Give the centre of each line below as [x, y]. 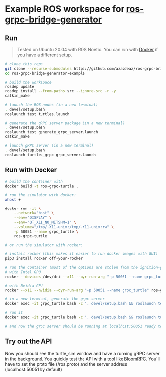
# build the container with [34, 181]
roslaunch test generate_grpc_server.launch [52, 132]
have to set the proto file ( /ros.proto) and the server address [66, 364]
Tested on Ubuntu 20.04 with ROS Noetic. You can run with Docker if [87, 50]
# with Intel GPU [23, 272]
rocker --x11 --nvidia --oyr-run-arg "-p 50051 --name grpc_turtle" [77, 290]
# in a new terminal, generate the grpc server [55, 299]
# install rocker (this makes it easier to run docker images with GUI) [82, 254]
